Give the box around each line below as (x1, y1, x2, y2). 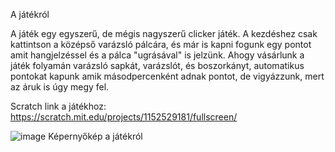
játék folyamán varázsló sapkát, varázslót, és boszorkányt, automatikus (10, 60, 305, 71)
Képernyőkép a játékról (48, 130, 143, 142)
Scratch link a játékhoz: (10, 100, 107, 112)
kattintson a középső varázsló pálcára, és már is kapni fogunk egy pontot (10, 39, 312, 50)
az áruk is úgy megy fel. (10, 81, 110, 93)
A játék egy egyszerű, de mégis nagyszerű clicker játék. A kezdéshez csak (10, 28, 318, 39)
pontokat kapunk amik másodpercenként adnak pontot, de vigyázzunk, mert (10, 70, 325, 82)
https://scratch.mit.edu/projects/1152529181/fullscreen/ (10, 111, 238, 123)
